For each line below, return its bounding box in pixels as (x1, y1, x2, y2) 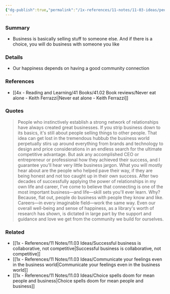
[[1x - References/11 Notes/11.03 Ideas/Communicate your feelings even (12, 256, 162, 263)
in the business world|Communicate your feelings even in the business (12, 262, 160, 268)
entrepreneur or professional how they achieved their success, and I (17, 157, 160, 163)
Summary (5, 24, 30, 31)
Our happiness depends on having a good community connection (12, 65, 149, 71)
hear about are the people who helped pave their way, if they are (17, 167, 153, 173)
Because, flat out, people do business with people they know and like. (17, 194, 163, 200)
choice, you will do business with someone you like (12, 41, 120, 47)
